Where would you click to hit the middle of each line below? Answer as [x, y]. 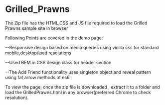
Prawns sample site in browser [37, 28]
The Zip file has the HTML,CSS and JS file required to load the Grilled [76, 23]
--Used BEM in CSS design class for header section [58, 62]
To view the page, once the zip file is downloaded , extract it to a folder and [83, 87]
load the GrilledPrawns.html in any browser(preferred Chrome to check [78, 92]
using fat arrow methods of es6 [37, 77]
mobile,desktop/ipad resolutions [38, 53]
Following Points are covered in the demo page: [54, 38]
